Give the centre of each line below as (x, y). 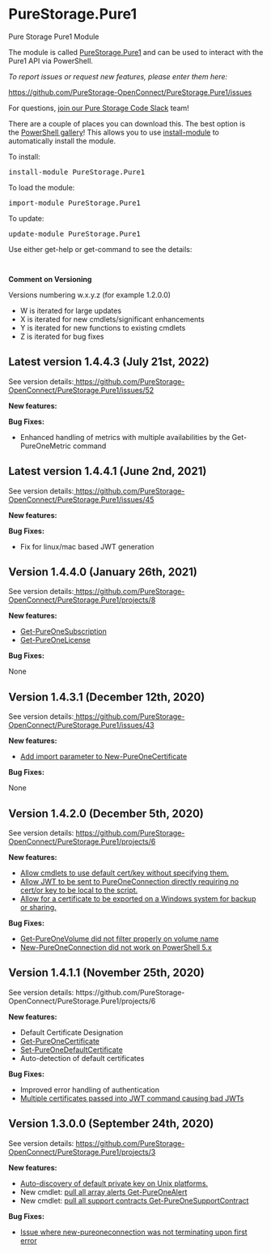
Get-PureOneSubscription (63, 631)
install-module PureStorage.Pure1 (77, 172)
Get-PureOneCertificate (59, 1041)
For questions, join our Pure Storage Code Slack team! (99, 108)
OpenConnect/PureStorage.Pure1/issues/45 (81, 499)
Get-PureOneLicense (55, 640)
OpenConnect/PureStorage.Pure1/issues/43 (82, 725)
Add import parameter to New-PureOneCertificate (104, 757)
